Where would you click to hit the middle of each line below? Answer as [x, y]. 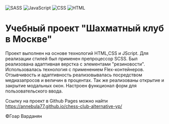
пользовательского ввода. [34, 91]
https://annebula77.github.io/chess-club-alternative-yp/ [64, 106]
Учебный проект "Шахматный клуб [85, 28]
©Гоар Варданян [24, 116]
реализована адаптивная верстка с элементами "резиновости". [75, 64]
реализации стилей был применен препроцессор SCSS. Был [72, 58]
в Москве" [29, 39]
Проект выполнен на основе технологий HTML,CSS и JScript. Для [77, 53]
